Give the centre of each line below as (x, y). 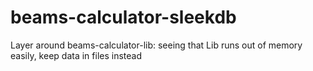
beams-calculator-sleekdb (123, 17)
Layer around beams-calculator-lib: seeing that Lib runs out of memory (156, 45)
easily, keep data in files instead (76, 55)
